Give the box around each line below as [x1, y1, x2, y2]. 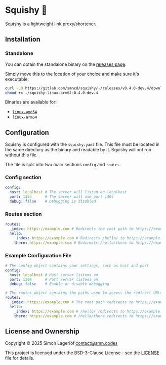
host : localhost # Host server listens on [9, 272, 98, 277]
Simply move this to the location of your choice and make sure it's [5, 71, 139, 77]
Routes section [5, 210, 42, 217]
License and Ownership [5, 327, 80, 335]
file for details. [5, 355, 35, 361]
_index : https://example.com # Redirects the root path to [9, 227, 134, 231]
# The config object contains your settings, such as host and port [5, 263, 149, 268]
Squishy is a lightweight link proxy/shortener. [5, 21, 96, 27]
